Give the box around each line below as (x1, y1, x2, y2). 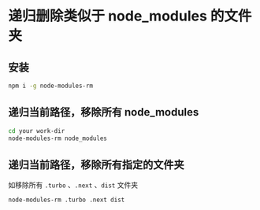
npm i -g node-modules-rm (8, 82, 93, 90)
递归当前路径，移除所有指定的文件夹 (8, 158, 184, 171)
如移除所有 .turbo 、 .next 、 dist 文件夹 (8, 180, 139, 190)
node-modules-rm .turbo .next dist (8, 196, 125, 204)
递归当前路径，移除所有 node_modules (8, 105, 199, 119)
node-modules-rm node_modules (8, 134, 108, 142)
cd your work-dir (8, 127, 65, 134)
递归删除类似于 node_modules (8, 7, 207, 25)
